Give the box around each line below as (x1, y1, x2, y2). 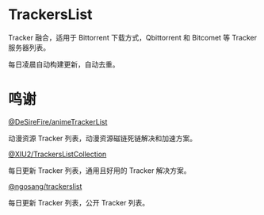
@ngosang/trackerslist (8, 181, 82, 191)
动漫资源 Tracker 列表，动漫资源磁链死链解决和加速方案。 (8, 133, 197, 143)
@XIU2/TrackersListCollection (8, 149, 107, 159)
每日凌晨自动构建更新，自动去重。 (8, 60, 120, 69)
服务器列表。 (8, 42, 50, 52)
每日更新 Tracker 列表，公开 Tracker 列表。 (8, 198, 150, 207)
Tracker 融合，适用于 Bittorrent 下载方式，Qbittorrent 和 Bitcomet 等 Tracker (8, 33, 258, 42)
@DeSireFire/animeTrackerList (8, 117, 108, 126)
